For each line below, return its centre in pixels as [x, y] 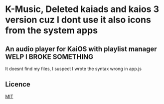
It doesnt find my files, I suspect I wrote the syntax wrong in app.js [74, 69]
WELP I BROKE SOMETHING [49, 57]
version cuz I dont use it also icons [78, 20]
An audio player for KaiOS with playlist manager [81, 49]
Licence [18, 84]
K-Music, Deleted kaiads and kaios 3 [82, 9]
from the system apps [52, 30]
